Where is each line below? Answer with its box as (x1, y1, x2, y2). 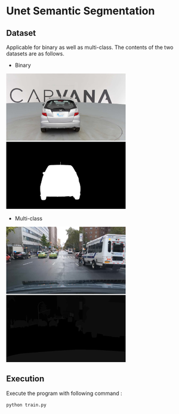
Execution (6, 374, 45, 384)
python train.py (6, 401, 47, 408)
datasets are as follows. (6, 50, 64, 57)
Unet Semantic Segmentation (6, 4, 155, 18)
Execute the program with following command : (6, 390, 122, 397)
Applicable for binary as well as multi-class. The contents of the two (6, 44, 174, 51)
